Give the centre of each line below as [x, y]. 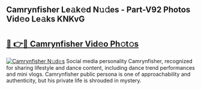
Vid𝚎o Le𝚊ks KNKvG [46, 19]
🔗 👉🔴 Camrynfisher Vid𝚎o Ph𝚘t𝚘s [73, 44]
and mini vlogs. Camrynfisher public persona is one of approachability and [98, 74]
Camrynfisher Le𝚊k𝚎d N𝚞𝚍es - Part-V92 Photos [98, 10]
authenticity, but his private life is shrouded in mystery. [74, 80]
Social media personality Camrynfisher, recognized [129, 61]
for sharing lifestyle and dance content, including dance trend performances [100, 68]
